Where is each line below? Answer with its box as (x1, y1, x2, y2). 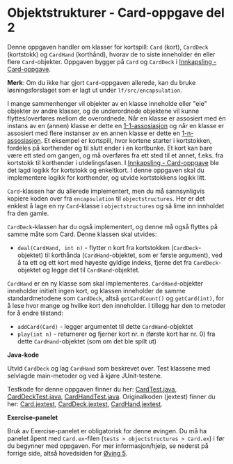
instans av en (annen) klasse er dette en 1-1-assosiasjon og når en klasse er (7, 121, 225, 130)
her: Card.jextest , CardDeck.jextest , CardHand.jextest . (7, 399, 163, 408)
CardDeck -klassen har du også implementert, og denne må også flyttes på (7, 222, 218, 231)
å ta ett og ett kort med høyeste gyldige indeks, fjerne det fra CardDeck (17, 258, 219, 266)
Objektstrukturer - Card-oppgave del (7, 5, 225, 21)
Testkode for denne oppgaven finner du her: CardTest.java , (7, 385, 177, 393)
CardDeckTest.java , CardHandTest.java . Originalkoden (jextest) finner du (7, 392, 216, 401)
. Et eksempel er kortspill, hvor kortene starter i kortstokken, (40, 136, 212, 144)
